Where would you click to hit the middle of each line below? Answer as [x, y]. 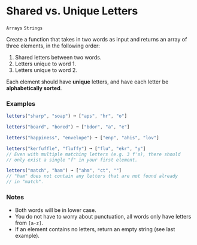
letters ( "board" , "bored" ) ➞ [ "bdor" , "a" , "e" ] [68, 127]
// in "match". [25, 182]
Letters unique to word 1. [46, 64]
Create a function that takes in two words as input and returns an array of [97, 39]
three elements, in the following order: [53, 46]
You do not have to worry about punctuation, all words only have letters [103, 217]
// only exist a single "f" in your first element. [72, 160]
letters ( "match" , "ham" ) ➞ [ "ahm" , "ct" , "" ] [64, 171]
